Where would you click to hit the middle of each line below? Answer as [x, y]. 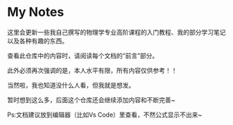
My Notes [36, 12]
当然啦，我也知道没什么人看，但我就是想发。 [71, 85]
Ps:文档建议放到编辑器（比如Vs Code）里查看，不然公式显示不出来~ [105, 115]
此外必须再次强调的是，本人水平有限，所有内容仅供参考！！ [92, 70]
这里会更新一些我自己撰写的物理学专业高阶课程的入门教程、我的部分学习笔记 [116, 32]
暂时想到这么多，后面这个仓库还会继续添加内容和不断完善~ [91, 100]
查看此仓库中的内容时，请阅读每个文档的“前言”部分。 [83, 56]
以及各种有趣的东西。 [37, 41]
